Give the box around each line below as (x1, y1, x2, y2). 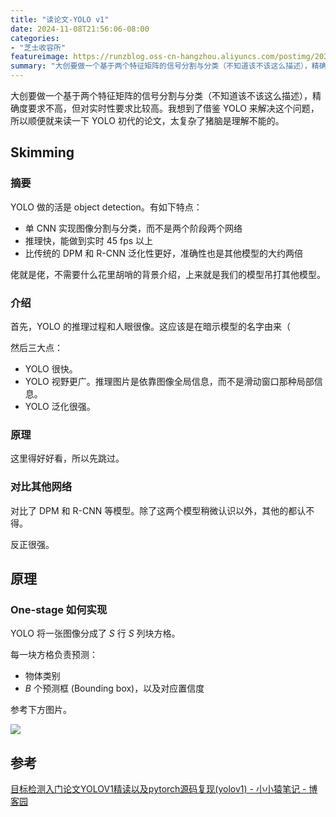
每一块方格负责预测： (10, 649, 98, 661)
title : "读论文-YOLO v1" (10, 14, 110, 25)
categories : (10, 33, 60, 43)
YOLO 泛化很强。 (24, 400, 96, 412)
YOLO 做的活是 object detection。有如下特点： (10, 201, 203, 213)
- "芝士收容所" (10, 42, 67, 53)
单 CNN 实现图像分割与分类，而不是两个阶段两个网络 (24, 222, 243, 234)
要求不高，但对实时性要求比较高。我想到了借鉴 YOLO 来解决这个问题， (27, 102, 320, 114)
